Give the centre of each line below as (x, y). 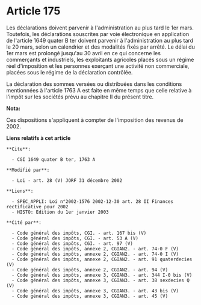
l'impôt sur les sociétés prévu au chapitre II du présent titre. (80, 97)
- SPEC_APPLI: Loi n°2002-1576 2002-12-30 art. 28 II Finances (92, 201)
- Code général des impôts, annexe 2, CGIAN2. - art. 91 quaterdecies (102, 259)
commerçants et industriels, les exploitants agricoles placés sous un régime (100, 59)
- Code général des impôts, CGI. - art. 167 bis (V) (79, 233)
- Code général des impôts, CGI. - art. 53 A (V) (75, 238)
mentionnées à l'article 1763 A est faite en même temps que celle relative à (99, 90)
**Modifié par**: (28, 170)
